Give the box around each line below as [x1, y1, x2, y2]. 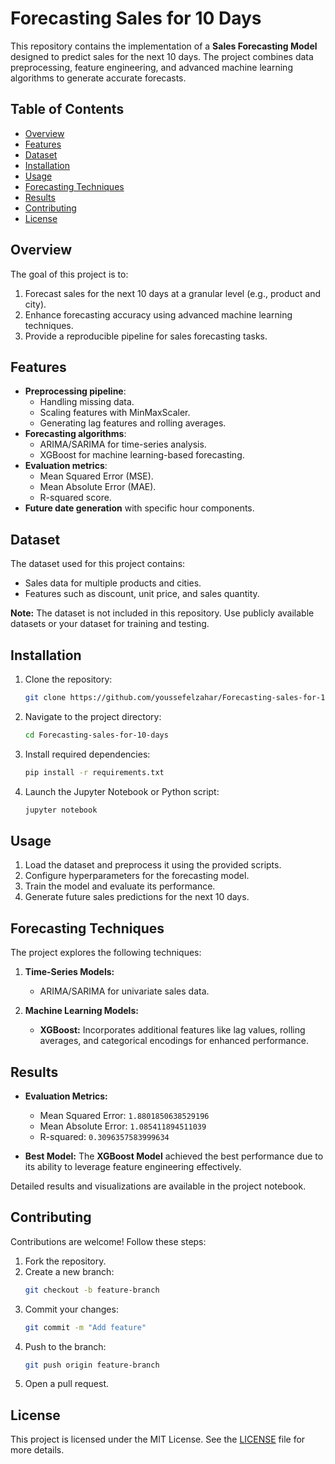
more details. [10, 1444, 65, 1456]
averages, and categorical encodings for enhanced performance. [39, 1035, 309, 1047]
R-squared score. [39, 492, 112, 504]
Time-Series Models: [24, 966, 115, 978]
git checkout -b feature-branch [24, 1285, 160, 1295]
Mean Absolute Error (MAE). [39, 481, 157, 493]
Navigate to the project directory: [24, 710, 162, 722]
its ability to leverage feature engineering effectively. [24, 1160, 242, 1172]
